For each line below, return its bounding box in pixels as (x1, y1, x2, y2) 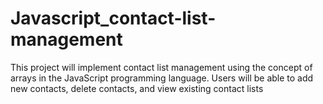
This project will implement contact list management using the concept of (10, 61, 313, 73)
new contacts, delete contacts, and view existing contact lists (10, 82, 264, 94)
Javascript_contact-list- (10, 7, 217, 30)
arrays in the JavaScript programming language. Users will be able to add (10, 72, 314, 84)
